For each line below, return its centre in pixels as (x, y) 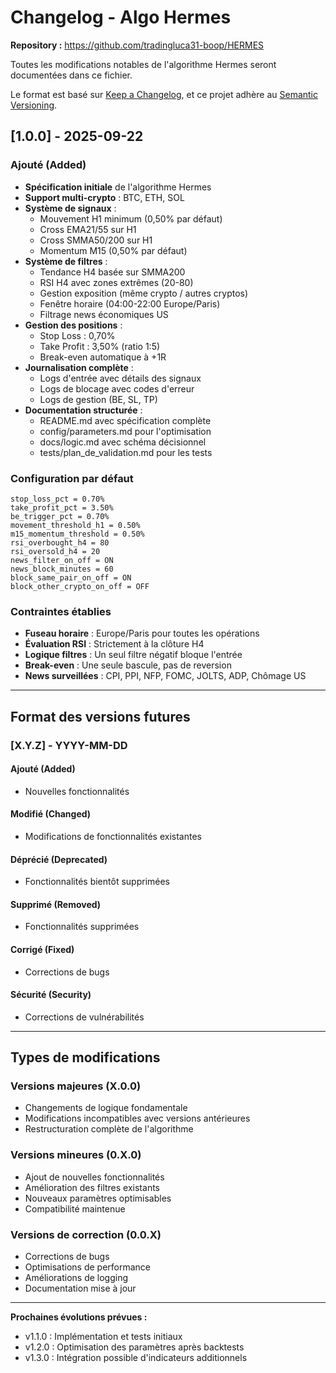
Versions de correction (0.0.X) (86, 1234)
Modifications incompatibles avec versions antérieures (137, 1118)
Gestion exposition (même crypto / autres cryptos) (144, 293)
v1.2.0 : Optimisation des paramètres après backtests (134, 1347)
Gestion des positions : (73, 325)
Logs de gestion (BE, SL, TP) (98, 399)
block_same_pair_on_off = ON (71, 577)
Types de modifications (85, 1057)
